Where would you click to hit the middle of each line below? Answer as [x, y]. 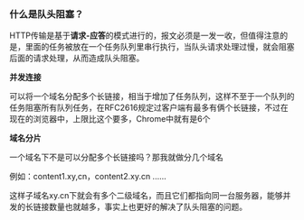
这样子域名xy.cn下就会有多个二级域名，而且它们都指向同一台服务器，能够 [146, 196]
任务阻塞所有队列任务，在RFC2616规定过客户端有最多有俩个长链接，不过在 [149, 108]
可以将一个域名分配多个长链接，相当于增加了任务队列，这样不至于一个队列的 [152, 96]
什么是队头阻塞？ [47, 14]
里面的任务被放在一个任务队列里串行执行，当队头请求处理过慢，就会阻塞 [160, 47]
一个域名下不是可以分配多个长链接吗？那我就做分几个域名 [116, 157]
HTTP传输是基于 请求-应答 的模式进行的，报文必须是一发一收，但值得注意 [145, 36]
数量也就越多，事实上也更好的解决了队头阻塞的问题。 [147, 207]
